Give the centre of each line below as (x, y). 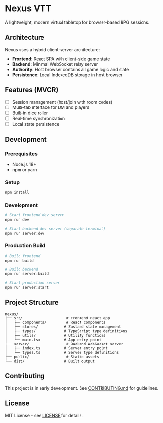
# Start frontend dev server (35, 215)
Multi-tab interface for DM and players (51, 107)
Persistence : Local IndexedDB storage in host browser (67, 75)
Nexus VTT (28, 9)
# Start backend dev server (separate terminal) (55, 229)
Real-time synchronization (39, 118)
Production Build (25, 246)
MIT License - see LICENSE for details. (44, 415)
